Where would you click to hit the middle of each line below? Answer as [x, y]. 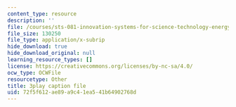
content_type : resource [42, 14]
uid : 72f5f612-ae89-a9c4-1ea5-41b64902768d [72, 92]
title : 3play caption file [47, 86]
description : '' [31, 20]
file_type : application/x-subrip [56, 40]
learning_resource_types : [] [50, 60]
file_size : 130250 [34, 33]
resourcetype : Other [38, 79]
